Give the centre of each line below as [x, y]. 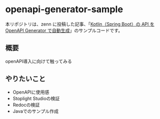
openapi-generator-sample [64, 9]
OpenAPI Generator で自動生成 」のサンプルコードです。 [64, 30]
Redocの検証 [26, 105]
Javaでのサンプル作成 [35, 111]
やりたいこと [25, 79]
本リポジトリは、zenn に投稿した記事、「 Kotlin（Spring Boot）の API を [80, 24]
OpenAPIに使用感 [31, 92]
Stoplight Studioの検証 [36, 98]
